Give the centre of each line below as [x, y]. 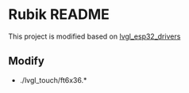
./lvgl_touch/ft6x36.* [53, 80]
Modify [27, 61]
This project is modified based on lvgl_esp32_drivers [94, 36]
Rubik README [59, 15]
